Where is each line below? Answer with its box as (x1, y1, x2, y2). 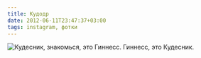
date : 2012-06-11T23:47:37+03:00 (7, 17, 107, 24)
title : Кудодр (7, 10, 50, 18)
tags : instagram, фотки (7, 23, 78, 30)
